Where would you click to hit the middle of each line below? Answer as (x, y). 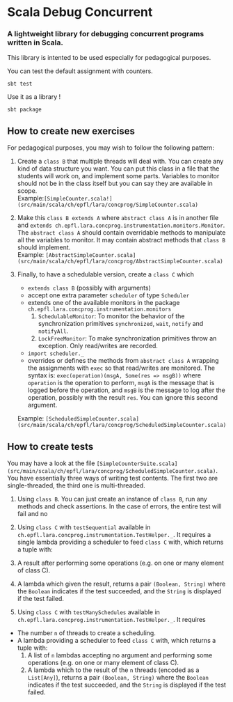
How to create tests (50, 446)
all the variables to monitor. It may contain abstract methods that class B (121, 240)
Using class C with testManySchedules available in (88, 612)
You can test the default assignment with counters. (80, 71)
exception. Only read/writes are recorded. (98, 346)
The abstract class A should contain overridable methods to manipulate (121, 233)
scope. (27, 191)
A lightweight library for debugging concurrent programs (106, 34)
